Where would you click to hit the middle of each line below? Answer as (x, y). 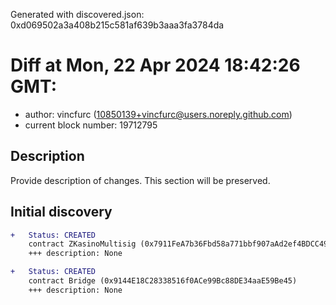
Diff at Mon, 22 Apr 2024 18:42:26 (155, 65)
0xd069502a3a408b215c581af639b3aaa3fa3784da (117, 25)
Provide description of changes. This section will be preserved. (140, 180)
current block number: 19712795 (91, 125)
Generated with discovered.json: (77, 14)
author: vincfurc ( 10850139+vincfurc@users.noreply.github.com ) (158, 114)
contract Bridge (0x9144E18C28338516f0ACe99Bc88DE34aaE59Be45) (163, 281)
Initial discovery (61, 212)
